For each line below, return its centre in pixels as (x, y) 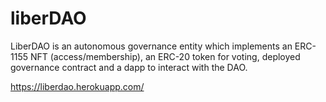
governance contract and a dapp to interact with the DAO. (129, 67)
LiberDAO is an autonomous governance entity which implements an (151, 46)
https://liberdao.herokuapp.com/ (77, 86)
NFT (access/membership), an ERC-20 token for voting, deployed (165, 56)
